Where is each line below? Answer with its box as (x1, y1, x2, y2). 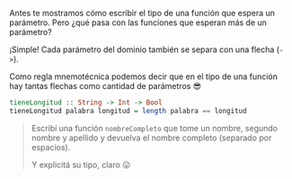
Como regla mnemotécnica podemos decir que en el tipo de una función (9, 71, 279, 82)
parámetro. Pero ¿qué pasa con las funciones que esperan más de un (9, 17, 268, 28)
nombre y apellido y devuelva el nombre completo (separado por (31, 132, 272, 143)
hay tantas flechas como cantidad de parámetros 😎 (9, 81, 202, 91)
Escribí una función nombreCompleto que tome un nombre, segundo (31, 122, 279, 133)
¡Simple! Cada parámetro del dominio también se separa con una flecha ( (9, 44, 280, 55)
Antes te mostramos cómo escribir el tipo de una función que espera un (9, 8, 276, 18)
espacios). (31, 141, 71, 152)
